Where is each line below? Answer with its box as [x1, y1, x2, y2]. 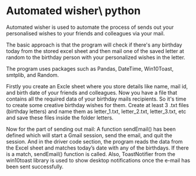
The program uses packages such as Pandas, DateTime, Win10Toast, [6, 65, 174, 72]
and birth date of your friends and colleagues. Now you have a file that [6, 89, 178, 96]
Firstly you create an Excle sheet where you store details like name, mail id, [6, 82, 188, 89]
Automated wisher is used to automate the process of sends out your [6, 24, 174, 31]
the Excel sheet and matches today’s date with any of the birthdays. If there [6, 144, 190, 151]
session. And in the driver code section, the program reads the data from [6, 138, 183, 145]
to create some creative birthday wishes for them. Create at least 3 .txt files [6, 101, 190, 108]
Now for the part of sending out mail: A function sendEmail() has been [6, 125, 176, 132]
